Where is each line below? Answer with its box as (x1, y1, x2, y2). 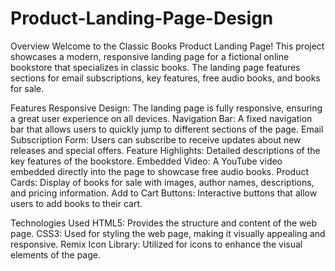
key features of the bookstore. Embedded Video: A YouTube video (10, 155, 283, 167)
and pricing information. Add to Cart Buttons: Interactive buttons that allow (10, 187, 318, 199)
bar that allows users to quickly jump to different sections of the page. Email (10, 123, 324, 135)
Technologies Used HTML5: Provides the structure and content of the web (10, 217, 318, 229)
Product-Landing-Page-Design (10, 7, 274, 30)
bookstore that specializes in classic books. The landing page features (10, 61, 301, 73)
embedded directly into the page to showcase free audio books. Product (10, 165, 310, 177)
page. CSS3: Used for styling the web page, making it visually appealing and (10, 227, 326, 239)
